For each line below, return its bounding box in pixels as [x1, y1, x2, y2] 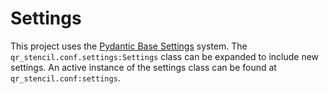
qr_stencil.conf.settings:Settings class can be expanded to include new [10, 50, 320, 62]
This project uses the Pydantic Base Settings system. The [10, 40, 248, 52]
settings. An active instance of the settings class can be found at [10, 61, 277, 73]
